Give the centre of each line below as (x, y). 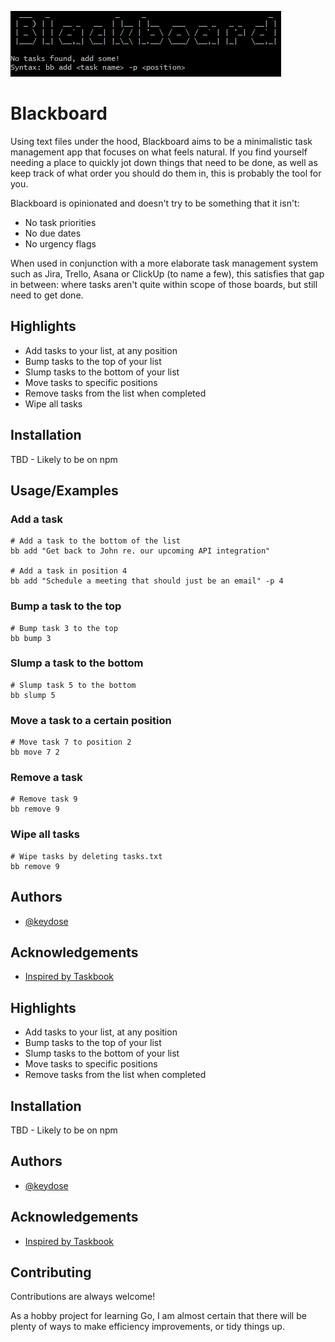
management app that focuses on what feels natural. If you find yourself (159, 152)
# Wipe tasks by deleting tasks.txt (86, 856)
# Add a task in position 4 (69, 571)
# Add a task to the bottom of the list (96, 541)
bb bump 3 (31, 638)
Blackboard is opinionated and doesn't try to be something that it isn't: (155, 203)
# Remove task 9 (44, 799)
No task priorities (60, 222)
